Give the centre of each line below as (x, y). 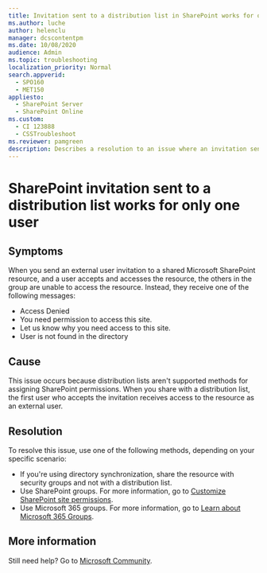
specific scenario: (37, 459)
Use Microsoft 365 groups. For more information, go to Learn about (130, 508)
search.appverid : (37, 75)
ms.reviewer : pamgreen (46, 141)
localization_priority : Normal (60, 68)
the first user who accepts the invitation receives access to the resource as (131, 398)
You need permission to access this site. (86, 320)
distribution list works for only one (124, 205)
